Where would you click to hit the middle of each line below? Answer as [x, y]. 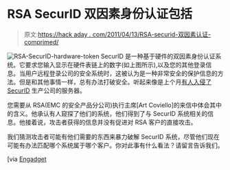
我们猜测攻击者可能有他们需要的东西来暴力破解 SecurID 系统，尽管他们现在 [113, 136]
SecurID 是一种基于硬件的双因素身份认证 [158, 56]
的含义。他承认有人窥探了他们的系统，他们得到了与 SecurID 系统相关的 [107, 113]
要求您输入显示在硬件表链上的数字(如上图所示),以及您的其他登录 [115, 64]
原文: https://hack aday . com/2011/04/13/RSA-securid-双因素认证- [117, 34]
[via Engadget [27, 159]
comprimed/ [41, 42]
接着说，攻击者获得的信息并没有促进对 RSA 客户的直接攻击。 [111, 122]
